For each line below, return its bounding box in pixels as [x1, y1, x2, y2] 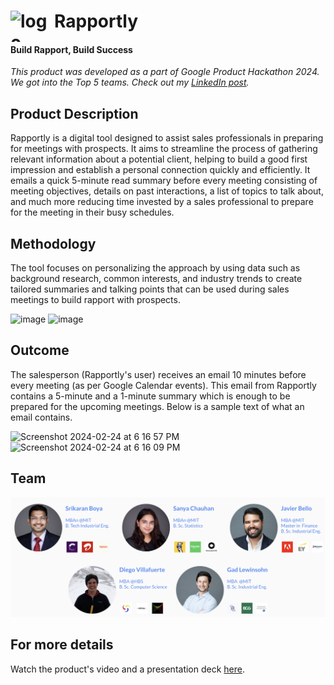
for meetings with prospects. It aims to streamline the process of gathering [10, 143, 318, 155]
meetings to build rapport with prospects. [10, 294, 181, 306]
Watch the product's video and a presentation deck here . [10, 663, 246, 675]
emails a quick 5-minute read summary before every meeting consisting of [10, 175, 318, 187]
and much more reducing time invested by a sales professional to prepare [10, 196, 314, 208]
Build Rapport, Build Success [10, 43, 133, 55]
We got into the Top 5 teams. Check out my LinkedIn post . [10, 76, 250, 89]
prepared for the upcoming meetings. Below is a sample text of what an [10, 400, 305, 412]
